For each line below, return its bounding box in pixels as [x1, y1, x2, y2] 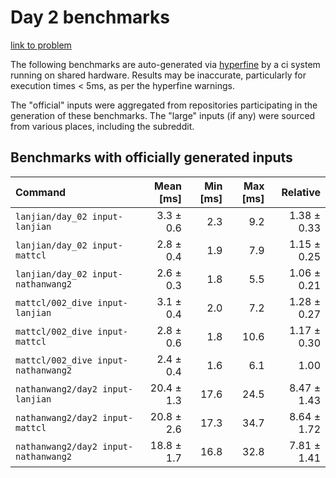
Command [15, 185, 67, 199]
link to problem [10, 39, 72, 51]
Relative [281, 185, 321, 199]
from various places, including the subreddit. [10, 120, 195, 132]
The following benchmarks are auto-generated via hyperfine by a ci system [10, 58, 321, 70]
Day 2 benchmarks [10, 6, 170, 29]
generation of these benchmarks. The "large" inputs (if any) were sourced [10, 109, 316, 121]
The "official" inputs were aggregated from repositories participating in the [10, 99, 318, 111]
